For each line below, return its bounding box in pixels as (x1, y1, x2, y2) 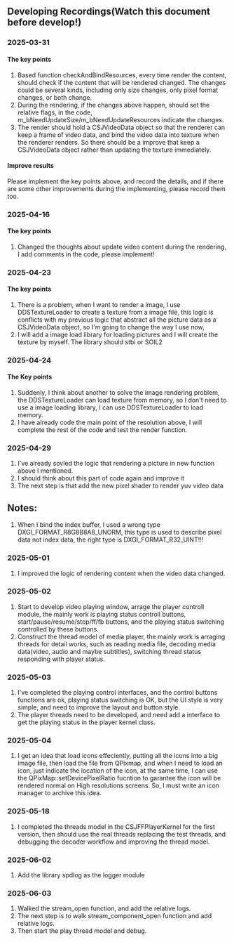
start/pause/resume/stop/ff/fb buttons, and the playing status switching (17, 617, 225, 626)
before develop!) (7, 17, 82, 29)
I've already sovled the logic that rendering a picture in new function (17, 459, 215, 468)
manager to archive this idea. (17, 789, 102, 797)
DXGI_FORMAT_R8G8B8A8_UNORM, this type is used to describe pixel (17, 528, 222, 537)
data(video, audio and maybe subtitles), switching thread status (17, 647, 202, 655)
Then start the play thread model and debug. (17, 927, 147, 935)
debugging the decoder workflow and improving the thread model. (17, 837, 210, 846)
